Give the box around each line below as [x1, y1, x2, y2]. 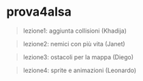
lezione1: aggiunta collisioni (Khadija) [22, 27, 127, 35]
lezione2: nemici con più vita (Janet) [22, 39, 125, 48]
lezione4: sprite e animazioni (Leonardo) [22, 66, 137, 74]
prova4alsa [6, 4, 72, 20]
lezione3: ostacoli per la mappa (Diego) [22, 52, 134, 61]
